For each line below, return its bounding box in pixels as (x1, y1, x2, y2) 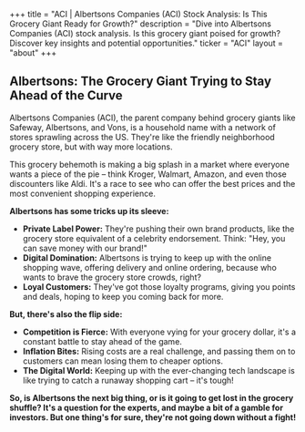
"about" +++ (9, 47, 57, 58)
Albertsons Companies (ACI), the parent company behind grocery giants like (9, 112, 296, 123)
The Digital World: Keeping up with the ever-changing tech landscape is (22, 365, 296, 375)
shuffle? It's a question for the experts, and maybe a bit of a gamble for (9, 402, 284, 413)
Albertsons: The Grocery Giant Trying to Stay (9, 74, 271, 89)
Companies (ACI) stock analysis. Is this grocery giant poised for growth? (9, 28, 281, 38)
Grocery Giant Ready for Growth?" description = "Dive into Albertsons (9, 18, 271, 29)
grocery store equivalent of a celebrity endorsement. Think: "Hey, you (22, 232, 286, 243)
